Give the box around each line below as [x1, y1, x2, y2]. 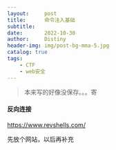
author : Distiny [7, 36, 67, 43]
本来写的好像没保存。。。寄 [23, 88, 97, 96]
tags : [7, 55, 23, 62]
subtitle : [7, 23, 36, 30]
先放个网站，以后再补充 [7, 135, 74, 143]
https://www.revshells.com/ [7, 120, 86, 129]
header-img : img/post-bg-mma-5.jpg [7, 42, 110, 49]
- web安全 [19, 68, 46, 75]
